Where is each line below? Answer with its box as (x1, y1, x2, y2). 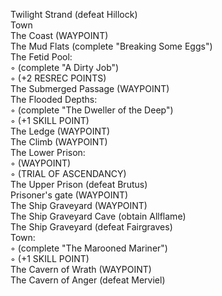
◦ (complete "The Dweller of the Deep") (10, 104, 174, 116)
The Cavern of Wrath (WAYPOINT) (10, 264, 152, 275)
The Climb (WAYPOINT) (10, 136, 108, 148)
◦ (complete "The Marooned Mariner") (10, 242, 168, 254)
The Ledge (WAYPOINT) (10, 125, 111, 137)
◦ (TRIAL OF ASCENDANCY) (10, 168, 127, 179)
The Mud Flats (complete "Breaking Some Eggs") (10, 40, 213, 52)
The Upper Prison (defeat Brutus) (10, 179, 148, 190)
